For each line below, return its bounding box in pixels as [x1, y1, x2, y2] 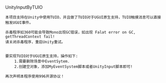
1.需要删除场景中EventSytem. [14, 59, 70, 64]
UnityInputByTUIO [5, 4, 43, 10]
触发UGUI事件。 [5, 20, 34, 25]
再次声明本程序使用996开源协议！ [5, 74, 64, 79]
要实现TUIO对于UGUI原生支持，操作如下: [5, 53, 78, 58]
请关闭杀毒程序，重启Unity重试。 [5, 39, 65, 44]
